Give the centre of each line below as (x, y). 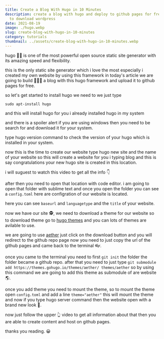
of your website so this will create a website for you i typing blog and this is (81, 157)
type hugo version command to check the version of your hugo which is (77, 137)
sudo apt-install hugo (28, 104)
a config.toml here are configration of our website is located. (67, 194)
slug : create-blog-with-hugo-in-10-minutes (50, 32)
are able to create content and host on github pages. (58, 321)
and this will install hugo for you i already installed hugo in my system (75, 113)
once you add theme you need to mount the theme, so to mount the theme (80, 289)
